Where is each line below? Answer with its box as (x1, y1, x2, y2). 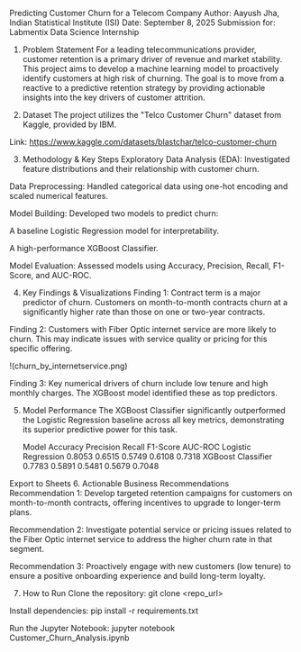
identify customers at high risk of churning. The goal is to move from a (22, 73, 285, 84)
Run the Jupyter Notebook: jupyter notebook (9, 623, 176, 633)
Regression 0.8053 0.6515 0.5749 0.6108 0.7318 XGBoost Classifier (22, 451, 273, 462)
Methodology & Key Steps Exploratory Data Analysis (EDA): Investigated (22, 154, 290, 165)
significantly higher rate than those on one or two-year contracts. (22, 306, 266, 317)
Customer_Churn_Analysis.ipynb (9, 632, 130, 643)
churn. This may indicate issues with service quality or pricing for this (9, 333, 268, 344)
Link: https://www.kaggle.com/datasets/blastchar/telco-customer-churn (9, 137, 278, 147)
